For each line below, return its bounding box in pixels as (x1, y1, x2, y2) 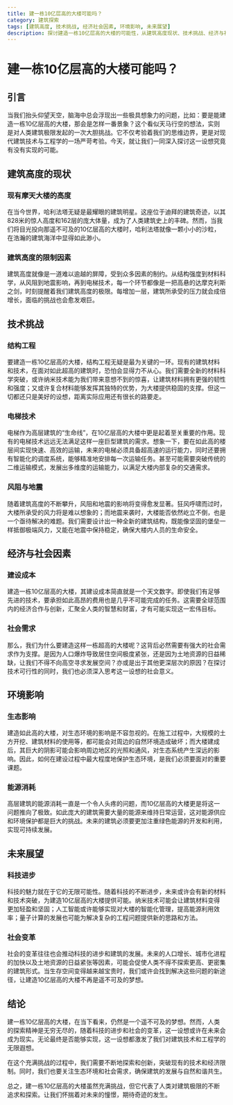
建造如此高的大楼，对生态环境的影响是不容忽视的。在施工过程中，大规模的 (7, 729, 220, 737)
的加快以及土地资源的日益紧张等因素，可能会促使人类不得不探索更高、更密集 (7, 959, 226, 967)
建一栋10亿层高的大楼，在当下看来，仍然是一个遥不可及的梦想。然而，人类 (7, 1018, 221, 1026)
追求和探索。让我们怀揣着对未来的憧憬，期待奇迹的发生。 (7, 1090, 171, 1099)
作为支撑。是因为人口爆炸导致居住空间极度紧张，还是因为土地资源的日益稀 (12, 650, 226, 658)
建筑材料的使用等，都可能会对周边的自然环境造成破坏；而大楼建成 (31, 737, 220, 746)
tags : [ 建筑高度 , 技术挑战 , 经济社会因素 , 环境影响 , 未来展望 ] (7, 23, 171, 30)
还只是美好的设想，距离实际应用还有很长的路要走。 (19, 392, 165, 400)
